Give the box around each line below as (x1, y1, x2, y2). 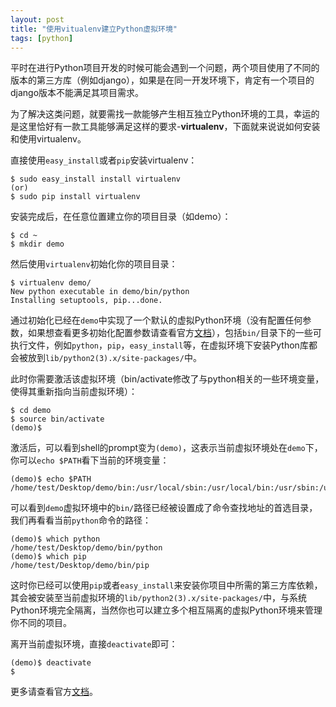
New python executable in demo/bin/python (10, 287, 190, 297)
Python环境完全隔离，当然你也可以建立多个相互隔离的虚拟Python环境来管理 (10, 604, 323, 616)
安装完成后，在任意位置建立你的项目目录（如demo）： (10, 211, 232, 223)
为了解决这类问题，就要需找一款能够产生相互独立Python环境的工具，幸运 (10, 108, 312, 120)
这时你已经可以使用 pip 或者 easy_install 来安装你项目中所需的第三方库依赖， (10, 579, 323, 591)
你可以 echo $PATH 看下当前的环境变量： (10, 454, 170, 466)
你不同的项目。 (10, 617, 72, 629)
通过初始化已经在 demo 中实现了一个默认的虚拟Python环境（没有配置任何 (10, 314, 303, 326)
